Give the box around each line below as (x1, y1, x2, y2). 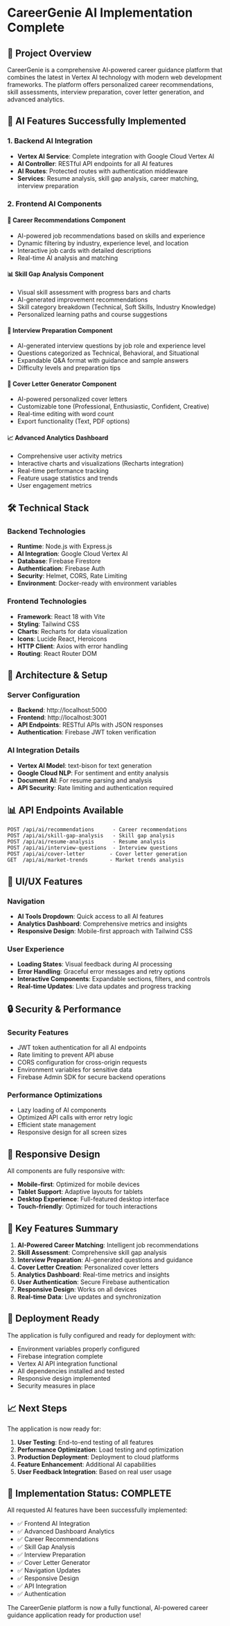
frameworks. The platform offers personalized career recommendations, (7, 81, 214, 88)
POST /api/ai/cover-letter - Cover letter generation (7, 851, 188, 857)
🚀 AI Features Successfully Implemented (7, 115, 186, 127)
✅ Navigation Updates (17, 1566, 81, 1575)
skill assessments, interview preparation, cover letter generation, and (7, 88, 204, 96)
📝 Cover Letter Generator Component (7, 379, 117, 388)
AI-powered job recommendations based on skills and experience (17, 231, 206, 240)
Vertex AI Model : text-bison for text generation (17, 761, 152, 769)
